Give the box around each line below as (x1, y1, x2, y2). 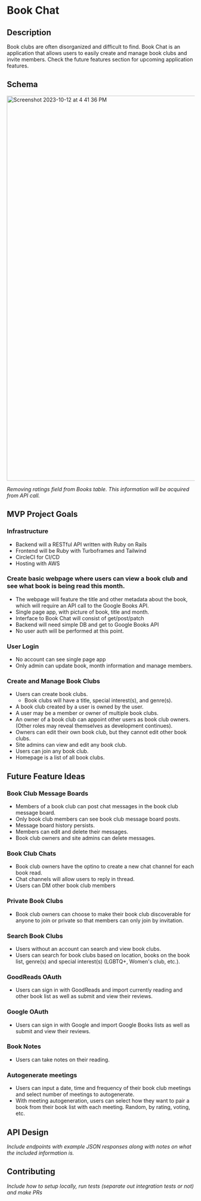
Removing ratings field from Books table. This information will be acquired (7, 485, 190, 492)
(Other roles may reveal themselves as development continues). (15, 722, 173, 729)
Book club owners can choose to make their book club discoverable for (15, 910, 191, 917)
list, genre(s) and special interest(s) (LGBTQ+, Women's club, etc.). (15, 957, 181, 965)
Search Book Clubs (7, 932, 63, 940)
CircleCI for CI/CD (15, 553, 60, 561)
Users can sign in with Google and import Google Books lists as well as (15, 1021, 190, 1028)
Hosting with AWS (15, 559, 60, 567)
